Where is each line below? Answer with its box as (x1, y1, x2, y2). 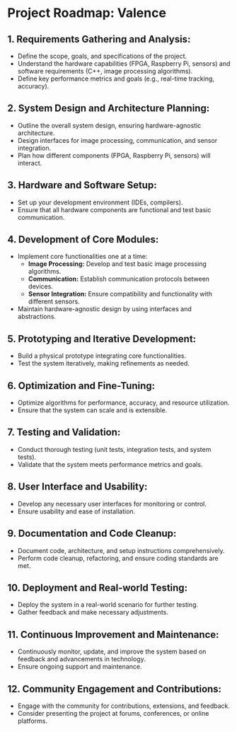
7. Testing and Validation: (7, 426, 121, 438)
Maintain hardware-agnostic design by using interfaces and (17, 305, 192, 313)
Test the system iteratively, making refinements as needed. (17, 359, 190, 368)
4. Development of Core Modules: (7, 233, 159, 245)
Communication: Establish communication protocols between (28, 274, 210, 284)
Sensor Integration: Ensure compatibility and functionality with (28, 290, 212, 298)
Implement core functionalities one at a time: (17, 252, 148, 261)
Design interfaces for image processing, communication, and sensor (17, 136, 218, 144)
